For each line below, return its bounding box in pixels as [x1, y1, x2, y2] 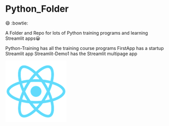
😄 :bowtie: [5, 20, 28, 26]
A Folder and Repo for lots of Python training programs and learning [5, 30, 148, 36]
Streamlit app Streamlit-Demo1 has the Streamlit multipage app [5, 51, 138, 57]
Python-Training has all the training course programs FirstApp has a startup [5, 45, 164, 51]
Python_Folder [5, 3, 69, 15]
